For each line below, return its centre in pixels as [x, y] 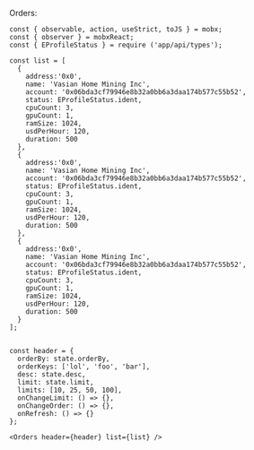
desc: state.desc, [52, 375]
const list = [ [38, 61]
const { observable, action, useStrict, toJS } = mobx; [116, 30]
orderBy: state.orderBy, [64, 359]
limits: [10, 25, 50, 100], [70, 390]
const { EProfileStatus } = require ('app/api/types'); [116, 45]
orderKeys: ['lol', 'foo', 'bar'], [84, 367]
